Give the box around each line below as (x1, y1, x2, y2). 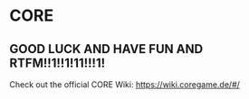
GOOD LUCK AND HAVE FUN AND (9, 41, 204, 57)
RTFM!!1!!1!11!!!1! (9, 55, 106, 70)
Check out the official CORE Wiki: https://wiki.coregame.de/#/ (9, 79, 240, 90)
